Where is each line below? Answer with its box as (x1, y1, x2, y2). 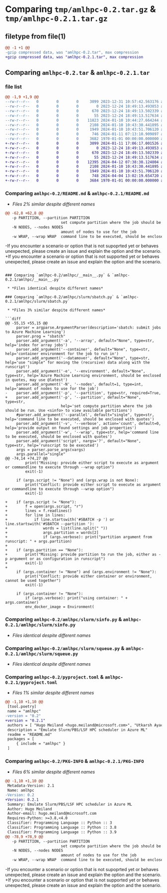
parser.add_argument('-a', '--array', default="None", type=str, (16, 338, 155, 344)
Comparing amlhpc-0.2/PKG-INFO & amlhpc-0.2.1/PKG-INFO (5, 757, 144, 764)
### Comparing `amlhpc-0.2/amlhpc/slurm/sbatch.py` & (5, 295, 119, 300)
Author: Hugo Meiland (7, 806, 52, 811)
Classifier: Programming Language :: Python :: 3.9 (7, 829, 117, 835)
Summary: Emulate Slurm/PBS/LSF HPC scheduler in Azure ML (7, 802, 133, 807)
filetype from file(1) (5, 32, 66, 40)
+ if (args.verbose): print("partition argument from (5, 535, 153, 539)
